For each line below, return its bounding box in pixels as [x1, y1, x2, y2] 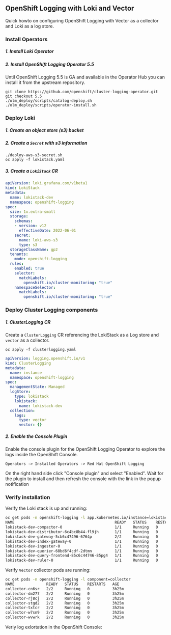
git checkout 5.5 [5, 94, 42, 99]
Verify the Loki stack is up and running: [5, 505, 88, 511]
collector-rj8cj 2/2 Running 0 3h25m [5, 596, 124, 601]
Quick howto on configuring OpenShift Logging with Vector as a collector [5, 17, 159, 23]
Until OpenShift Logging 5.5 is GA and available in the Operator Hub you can [5, 74, 165, 80]
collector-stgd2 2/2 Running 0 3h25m [5, 600, 124, 605]
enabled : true [14, 266, 44, 271]
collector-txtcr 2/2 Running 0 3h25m [5, 605, 124, 611]
